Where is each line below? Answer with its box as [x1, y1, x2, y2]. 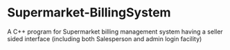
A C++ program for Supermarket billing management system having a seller [7, 27, 223, 36]
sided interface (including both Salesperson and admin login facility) [7, 34, 202, 42]
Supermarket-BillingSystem [7, 5, 171, 21]
